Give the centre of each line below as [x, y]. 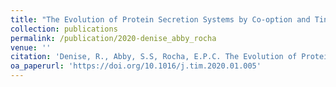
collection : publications [64, 29]
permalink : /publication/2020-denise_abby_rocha [113, 38]
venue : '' [31, 47]
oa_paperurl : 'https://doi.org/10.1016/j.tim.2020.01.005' [136, 66]
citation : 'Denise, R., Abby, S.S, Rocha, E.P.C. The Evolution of [154, 57]
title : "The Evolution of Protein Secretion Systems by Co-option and [160, 19]
